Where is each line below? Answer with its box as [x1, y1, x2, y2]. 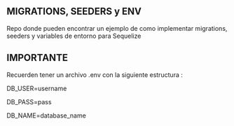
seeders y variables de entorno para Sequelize [6, 31, 142, 40]
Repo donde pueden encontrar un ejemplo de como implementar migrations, [6, 24, 228, 32]
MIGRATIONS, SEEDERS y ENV [6, 6, 142, 17]
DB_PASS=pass [6, 97, 52, 106]
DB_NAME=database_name [6, 111, 87, 120]
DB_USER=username [6, 84, 67, 92]
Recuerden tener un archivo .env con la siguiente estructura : [6, 70, 184, 79]
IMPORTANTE [6, 52, 68, 64]
